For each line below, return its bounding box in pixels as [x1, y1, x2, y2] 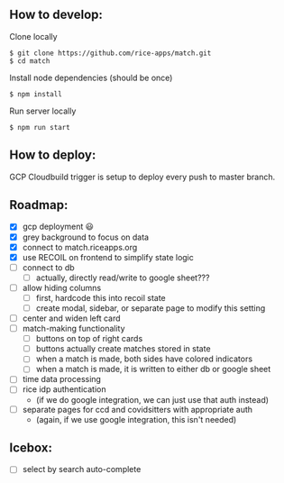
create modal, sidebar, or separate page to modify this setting [35, 302, 266, 314]
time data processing [22, 374, 102, 385]
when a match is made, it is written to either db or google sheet [35, 364, 271, 375]
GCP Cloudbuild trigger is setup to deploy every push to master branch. [9, 171, 276, 182]
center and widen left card [22, 313, 121, 324]
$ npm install [9, 89, 63, 98]
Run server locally [9, 105, 77, 116]
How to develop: [9, 7, 104, 23]
